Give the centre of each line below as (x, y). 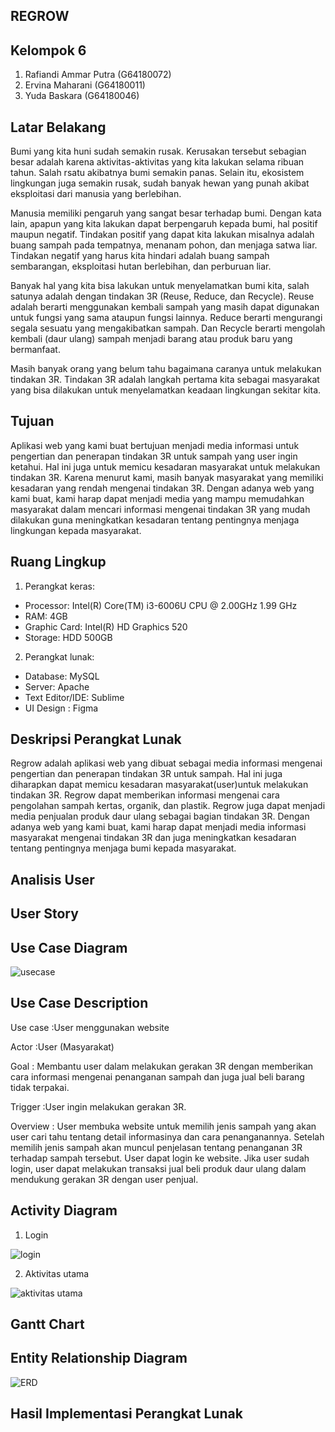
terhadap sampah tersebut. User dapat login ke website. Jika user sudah (160, 1158)
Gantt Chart (47, 1324)
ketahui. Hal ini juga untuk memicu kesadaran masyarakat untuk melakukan (165, 466)
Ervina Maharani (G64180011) (85, 85)
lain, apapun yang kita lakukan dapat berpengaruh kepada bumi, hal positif (164, 224)
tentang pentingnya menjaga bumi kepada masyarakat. (123, 848)
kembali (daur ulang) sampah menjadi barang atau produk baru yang (151, 339)
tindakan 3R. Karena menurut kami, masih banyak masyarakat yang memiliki (167, 477)
